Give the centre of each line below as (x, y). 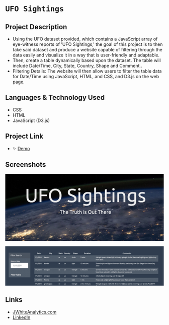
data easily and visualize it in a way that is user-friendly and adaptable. (86, 55)
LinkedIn (21, 317)
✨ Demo (21, 148)
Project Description (36, 27)
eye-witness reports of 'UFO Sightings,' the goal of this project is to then (88, 44)
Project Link (24, 136)
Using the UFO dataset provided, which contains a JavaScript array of (85, 39)
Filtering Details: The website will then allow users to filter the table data (87, 71)
